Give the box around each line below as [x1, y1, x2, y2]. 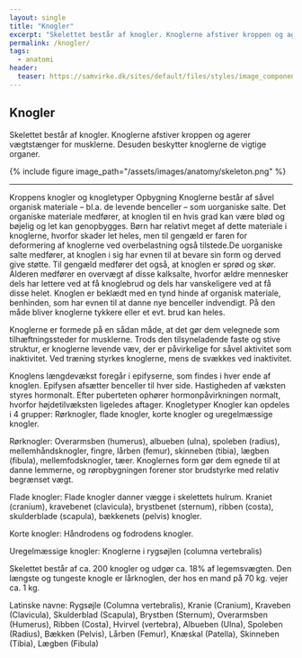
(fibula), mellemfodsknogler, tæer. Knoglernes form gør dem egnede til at [9, 454, 280, 465]
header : [9, 64, 39, 73]
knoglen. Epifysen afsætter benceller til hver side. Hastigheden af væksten [9, 379, 286, 390]
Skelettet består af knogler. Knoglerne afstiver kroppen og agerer [9, 129, 252, 140]
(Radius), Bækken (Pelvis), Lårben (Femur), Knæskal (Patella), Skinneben [9, 628, 280, 639]
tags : [9, 47, 30, 56]
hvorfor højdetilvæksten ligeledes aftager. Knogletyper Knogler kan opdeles [9, 398, 290, 410]
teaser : [17, 72, 47, 81]
